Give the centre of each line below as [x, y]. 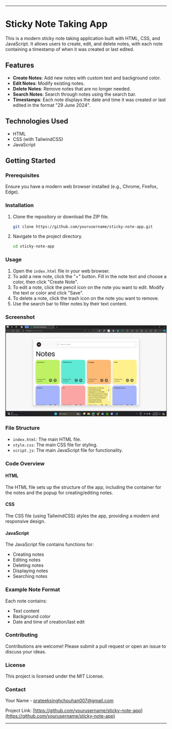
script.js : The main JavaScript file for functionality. [68, 450]
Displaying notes [30, 571]
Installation [20, 205]
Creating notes [28, 554]
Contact [16, 689]
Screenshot [20, 317]
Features [20, 66]
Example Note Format [33, 590]
